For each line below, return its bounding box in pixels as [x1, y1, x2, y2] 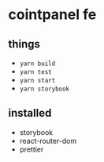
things [8, 37, 41, 51]
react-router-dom [19, 136, 77, 145]
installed [8, 106, 52, 120]
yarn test [19, 68, 53, 76]
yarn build [19, 60, 56, 67]
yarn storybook [19, 85, 70, 93]
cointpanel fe [8, 6, 97, 24]
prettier [19, 145, 44, 154]
